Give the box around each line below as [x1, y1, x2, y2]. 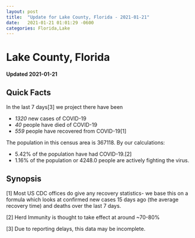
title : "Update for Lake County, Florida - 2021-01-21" [6, 14, 150, 20]
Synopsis [6, 174, 41, 184]
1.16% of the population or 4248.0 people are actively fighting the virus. [14, 156, 190, 163]
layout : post [6, 8, 39, 15]
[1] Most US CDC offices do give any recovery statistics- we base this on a [6, 189, 188, 197]
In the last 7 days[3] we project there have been [6, 103, 123, 110]
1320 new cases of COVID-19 [14, 115, 87, 122]
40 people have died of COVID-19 [14, 121, 98, 128]
